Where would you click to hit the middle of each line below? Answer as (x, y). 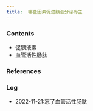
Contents (20, 33)
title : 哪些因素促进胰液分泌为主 (44, 12)
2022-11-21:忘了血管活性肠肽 (51, 102)
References (24, 71)
